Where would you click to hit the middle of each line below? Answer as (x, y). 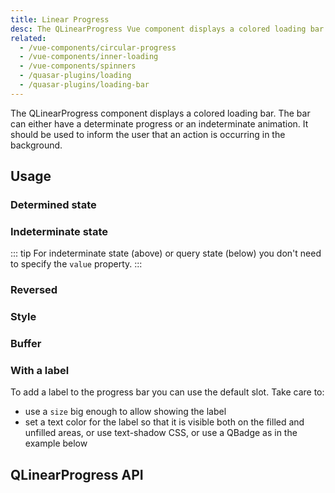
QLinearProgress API (77, 474)
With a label (40, 371)
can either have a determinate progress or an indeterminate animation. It (159, 123)
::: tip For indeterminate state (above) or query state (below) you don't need (166, 253)
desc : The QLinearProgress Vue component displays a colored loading (158, 29)
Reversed (34, 290)
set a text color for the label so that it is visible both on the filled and (164, 422)
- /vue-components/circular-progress (98, 47)
